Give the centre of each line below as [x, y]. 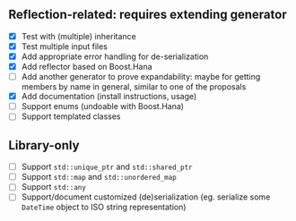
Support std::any [53, 187]
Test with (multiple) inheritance [78, 36]
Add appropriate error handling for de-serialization [115, 56]
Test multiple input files [65, 46]
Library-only [44, 145]
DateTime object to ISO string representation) [104, 207]
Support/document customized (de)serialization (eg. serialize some [146, 197]
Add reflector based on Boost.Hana [87, 67]
